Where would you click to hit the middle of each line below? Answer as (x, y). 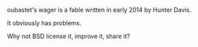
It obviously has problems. (45, 23)
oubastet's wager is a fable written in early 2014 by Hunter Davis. (99, 10)
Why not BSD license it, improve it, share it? (69, 36)
